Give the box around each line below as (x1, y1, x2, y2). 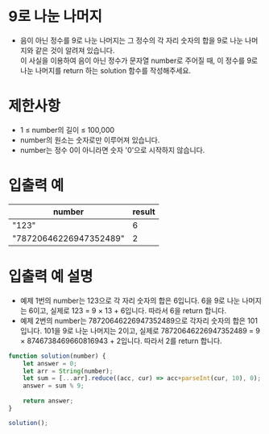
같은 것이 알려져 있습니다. (35, 45, 115, 55)
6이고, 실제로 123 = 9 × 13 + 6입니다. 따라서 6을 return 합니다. (28, 305, 227, 315)
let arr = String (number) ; (23, 367, 114, 375)
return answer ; (23, 397, 74, 405)
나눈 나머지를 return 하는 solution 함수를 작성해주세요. (19, 65, 192, 75)
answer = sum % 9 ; (23, 382, 85, 391)
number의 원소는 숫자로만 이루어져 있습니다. (19, 134, 160, 145)
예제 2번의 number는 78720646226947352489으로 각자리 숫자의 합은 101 (19, 316, 259, 325)
